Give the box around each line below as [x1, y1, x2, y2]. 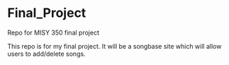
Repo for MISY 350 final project [7, 28, 99, 37]
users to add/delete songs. [7, 49, 86, 58]
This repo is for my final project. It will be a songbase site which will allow [7, 42, 222, 50]
